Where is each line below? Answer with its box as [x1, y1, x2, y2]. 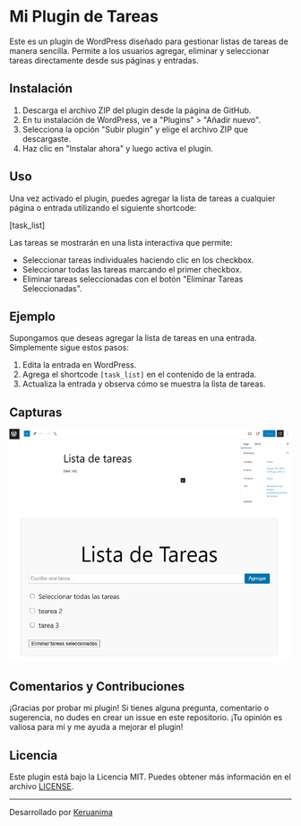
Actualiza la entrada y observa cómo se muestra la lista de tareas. [21, 378, 266, 389]
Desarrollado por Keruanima [9, 806, 114, 817]
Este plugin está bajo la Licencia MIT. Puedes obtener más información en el [9, 771, 291, 782]
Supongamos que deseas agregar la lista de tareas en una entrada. [9, 333, 257, 343]
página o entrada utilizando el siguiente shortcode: [9, 202, 197, 213]
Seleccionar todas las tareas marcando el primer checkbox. [21, 264, 243, 274]
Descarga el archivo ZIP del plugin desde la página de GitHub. [21, 105, 252, 116]
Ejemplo [9, 309, 56, 324]
